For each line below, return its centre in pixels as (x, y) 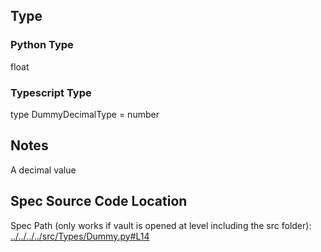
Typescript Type (51, 92)
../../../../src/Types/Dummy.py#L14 (80, 236)
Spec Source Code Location (99, 201)
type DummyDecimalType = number (85, 114)
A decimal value (43, 170)
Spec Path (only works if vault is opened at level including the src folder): (161, 225)
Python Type (42, 45)
